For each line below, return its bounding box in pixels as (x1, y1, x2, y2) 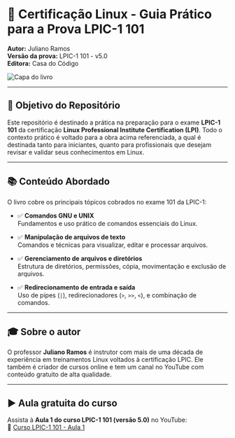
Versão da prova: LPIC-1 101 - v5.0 (7, 52, 108, 60)
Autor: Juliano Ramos (7, 44, 71, 52)
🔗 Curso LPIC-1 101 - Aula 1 (7, 423, 85, 432)
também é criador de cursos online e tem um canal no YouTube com (7, 363, 204, 372)
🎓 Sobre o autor (7, 325, 81, 338)
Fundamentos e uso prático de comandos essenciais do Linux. (17, 219, 198, 227)
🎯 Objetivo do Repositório (7, 99, 121, 111)
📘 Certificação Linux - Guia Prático (7, 6, 212, 22)
